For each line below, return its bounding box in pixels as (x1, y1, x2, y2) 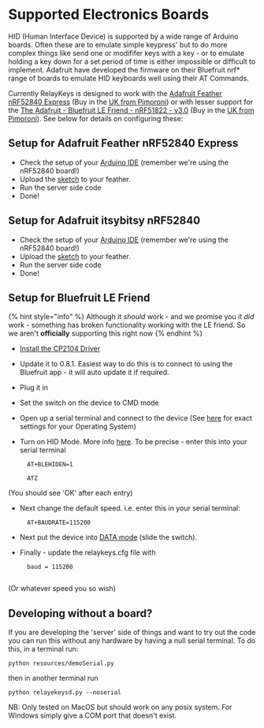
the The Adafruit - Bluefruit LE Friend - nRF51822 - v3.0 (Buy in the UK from (8, 105, 255, 115)
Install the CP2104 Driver (19, 344, 101, 354)
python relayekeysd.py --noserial (8, 689, 122, 696)
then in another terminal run (8, 674, 99, 683)
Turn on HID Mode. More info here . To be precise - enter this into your (19, 437, 247, 447)
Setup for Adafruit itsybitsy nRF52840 (8, 214, 201, 228)
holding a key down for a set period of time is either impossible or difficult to (8, 57, 256, 66)
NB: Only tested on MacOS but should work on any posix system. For (8, 703, 232, 712)
